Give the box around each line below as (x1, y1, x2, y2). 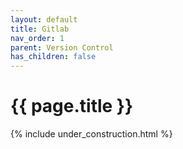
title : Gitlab (10, 24, 70, 34)
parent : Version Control (10, 42, 114, 53)
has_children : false (10, 52, 97, 62)
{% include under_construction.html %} (10, 128, 173, 140)
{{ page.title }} (10, 95, 134, 118)
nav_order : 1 (10, 33, 65, 43)
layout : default (10, 14, 78, 25)
